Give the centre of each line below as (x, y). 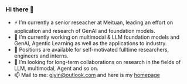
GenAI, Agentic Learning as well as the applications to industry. (90, 43)
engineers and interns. (41, 56)
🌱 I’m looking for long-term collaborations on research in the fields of (97, 62)
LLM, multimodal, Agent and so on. (56, 68)
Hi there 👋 (20, 9)
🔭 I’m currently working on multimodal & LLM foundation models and (97, 37)
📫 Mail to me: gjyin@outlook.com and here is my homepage (87, 75)
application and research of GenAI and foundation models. (85, 31)
